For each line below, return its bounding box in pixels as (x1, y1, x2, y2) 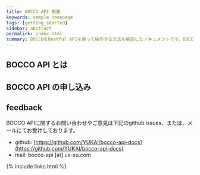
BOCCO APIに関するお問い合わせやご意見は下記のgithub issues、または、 (6, 119, 187, 126)
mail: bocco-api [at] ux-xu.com (14, 151, 91, 158)
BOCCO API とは (6, 60, 68, 70)
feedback (6, 102, 43, 113)
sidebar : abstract (6, 25, 52, 32)
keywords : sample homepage (6, 14, 73, 20)
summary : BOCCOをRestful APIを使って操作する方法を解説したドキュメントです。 (6, 36, 183, 42)
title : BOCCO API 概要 (6, 8, 61, 15)
